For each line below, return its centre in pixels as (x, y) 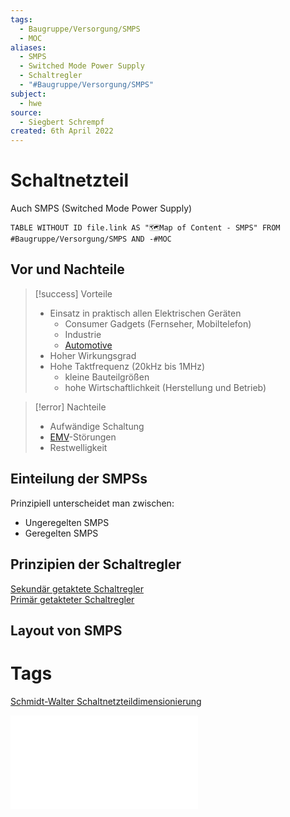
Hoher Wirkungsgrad (93, 355)
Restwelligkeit (78, 447)
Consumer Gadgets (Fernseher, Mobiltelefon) (158, 323)
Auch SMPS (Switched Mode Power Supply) (101, 208)
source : (26, 112)
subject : (28, 94)
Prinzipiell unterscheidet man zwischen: (92, 503)
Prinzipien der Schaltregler (96, 564)
